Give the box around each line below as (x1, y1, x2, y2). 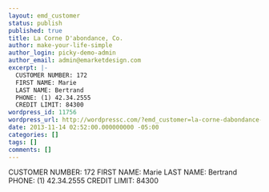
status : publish (8, 19, 62, 27)
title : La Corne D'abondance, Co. (8, 34, 124, 42)
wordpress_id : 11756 (8, 109, 78, 117)
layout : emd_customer (8, 11, 81, 20)
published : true (8, 26, 62, 34)
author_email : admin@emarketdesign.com (8, 57, 142, 65)
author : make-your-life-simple (8, 42, 113, 50)
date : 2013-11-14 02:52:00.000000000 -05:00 (8, 123, 159, 131)
